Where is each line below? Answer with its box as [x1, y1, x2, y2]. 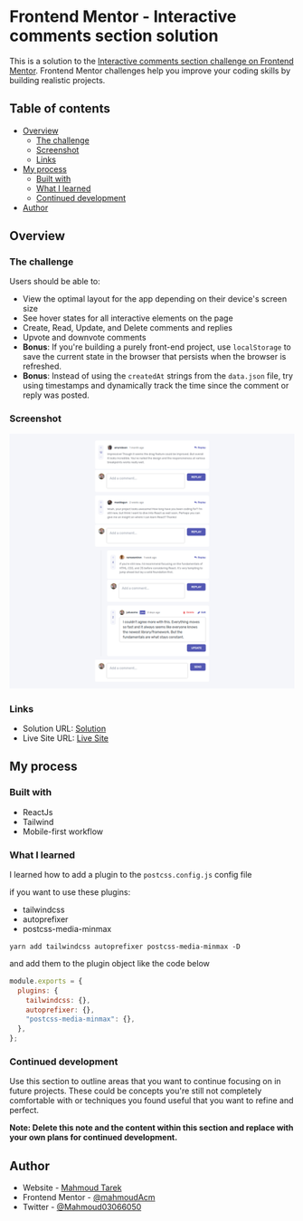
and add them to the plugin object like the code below [9, 957, 210, 968]
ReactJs [22, 806, 53, 817]
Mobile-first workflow [22, 826, 104, 837]
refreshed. [22, 361, 62, 372]
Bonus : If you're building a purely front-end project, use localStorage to [22, 341, 292, 352]
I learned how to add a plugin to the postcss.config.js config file [9, 869, 252, 880]
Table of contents [9, 101, 110, 117]
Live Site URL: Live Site [22, 732, 109, 744]
